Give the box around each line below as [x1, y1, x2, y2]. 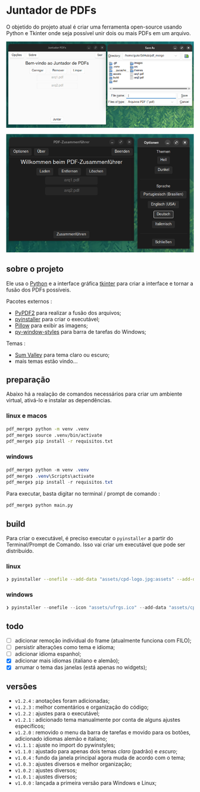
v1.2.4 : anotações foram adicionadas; [14, 697, 110, 705]
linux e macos [6, 412, 48, 420]
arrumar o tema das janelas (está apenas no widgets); [14, 664, 147, 671]
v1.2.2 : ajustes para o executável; [14, 710, 100, 717]
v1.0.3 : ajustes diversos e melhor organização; [14, 760, 132, 768]
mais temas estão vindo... [14, 358, 78, 365]
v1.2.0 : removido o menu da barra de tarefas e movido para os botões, [14, 729, 191, 736]
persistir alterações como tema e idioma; [14, 644, 115, 651]
